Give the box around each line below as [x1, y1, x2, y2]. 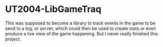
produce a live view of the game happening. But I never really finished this [5, 30, 158, 36]
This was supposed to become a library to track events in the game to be [5, 20, 156, 26]
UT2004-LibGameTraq [5, 3, 101, 15]
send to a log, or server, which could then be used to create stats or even [5, 25, 156, 31]
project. [5, 36, 21, 42]
